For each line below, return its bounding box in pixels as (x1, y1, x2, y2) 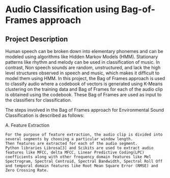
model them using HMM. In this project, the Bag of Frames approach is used (5, 75, 165, 81)
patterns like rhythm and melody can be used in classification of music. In (5, 59, 160, 65)
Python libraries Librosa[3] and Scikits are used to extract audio (5, 145, 154, 150)
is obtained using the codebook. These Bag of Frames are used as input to (5, 92, 162, 97)
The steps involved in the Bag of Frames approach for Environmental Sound (5, 107, 164, 113)
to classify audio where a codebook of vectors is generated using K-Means (5, 81, 163, 87)
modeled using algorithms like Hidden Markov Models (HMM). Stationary (5, 54, 158, 60)
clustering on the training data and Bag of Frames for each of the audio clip (5, 86, 163, 92)
